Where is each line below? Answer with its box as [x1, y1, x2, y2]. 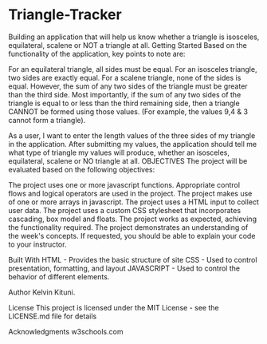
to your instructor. [8, 239, 67, 249]
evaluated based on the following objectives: [8, 164, 155, 174]
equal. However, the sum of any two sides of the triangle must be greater [8, 81, 249, 91]
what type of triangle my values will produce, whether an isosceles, [8, 148, 230, 157]
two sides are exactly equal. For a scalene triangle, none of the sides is [8, 73, 241, 82]
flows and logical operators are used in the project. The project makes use [8, 188, 253, 198]
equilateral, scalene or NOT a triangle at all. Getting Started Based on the [8, 40, 247, 49]
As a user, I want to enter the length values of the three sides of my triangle [8, 130, 256, 140]
